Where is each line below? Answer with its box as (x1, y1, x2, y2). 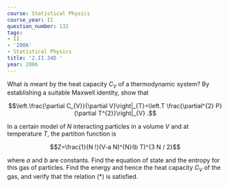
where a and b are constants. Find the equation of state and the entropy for (7, 156, 220, 164)
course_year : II (7, 16, 53, 23)
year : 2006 (7, 61, 38, 68)
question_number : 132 (7, 23, 69, 29)
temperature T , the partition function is (7, 129, 117, 138)
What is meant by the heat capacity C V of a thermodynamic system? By (7, 79, 210, 90)
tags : (7, 29, 23, 36)
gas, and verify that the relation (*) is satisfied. (7, 173, 138, 181)
